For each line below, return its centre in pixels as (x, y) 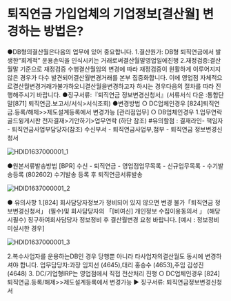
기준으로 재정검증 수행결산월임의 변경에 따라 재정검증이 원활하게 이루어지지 (120, 69)
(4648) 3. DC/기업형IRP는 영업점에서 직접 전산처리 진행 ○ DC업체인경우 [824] (114, 273)
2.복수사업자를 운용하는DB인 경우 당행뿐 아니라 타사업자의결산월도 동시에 (105, 256)
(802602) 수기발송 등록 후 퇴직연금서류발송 (84, 174)
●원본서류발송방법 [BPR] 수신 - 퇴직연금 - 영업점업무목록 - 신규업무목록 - (106, 165)
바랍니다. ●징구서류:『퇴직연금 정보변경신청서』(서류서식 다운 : (122, 94)
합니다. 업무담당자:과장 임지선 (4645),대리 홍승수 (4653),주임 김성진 (112, 264)
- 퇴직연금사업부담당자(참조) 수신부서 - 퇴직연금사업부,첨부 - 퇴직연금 (100, 129)
